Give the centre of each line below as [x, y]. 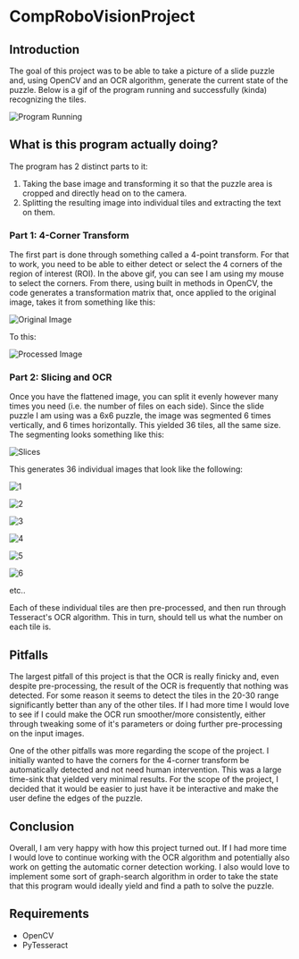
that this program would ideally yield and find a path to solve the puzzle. [142, 886]
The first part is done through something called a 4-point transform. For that [149, 255]
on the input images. [47, 734]
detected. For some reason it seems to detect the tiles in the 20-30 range [144, 695]
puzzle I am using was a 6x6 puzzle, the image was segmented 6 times [140, 416]
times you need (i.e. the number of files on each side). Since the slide [137, 406]
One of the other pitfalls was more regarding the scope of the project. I [139, 751]
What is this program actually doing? [114, 145]
